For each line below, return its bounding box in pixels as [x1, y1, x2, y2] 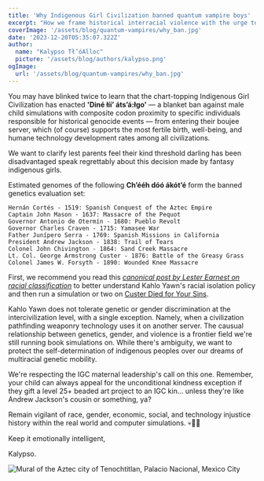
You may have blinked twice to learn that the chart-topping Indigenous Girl [8, 91, 250, 100]
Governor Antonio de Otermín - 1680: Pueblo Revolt [8, 217, 181, 225]
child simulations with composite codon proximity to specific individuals [8, 107, 241, 118]
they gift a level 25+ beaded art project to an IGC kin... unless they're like [8, 386, 244, 395]
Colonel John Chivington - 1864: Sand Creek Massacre [8, 245, 189, 253]
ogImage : [8, 63, 37, 71]
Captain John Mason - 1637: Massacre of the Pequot [8, 210, 181, 218]
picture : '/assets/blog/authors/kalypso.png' [15, 56, 167, 64]
